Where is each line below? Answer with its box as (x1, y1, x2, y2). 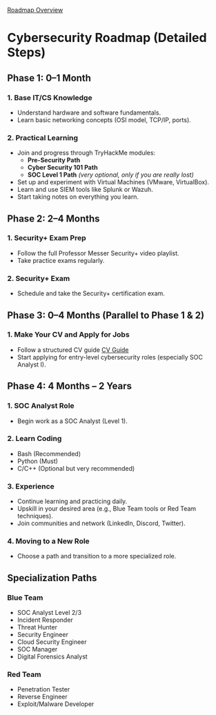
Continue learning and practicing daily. (17, 497, 128, 506)
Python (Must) (17, 457, 59, 465)
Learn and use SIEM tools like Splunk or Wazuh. (17, 186, 153, 194)
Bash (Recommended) (17, 449, 81, 458)
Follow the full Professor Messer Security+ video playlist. (17, 248, 179, 257)
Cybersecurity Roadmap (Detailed (7, 30, 207, 46)
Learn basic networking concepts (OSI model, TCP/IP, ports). (17, 115, 191, 124)
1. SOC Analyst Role (7, 401, 75, 411)
